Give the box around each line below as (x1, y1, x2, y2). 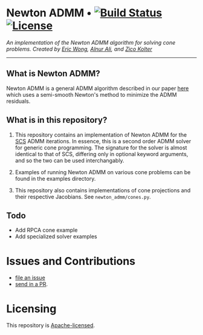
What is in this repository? (6, 115, 108, 125)
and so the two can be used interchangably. (14, 157, 125, 164)
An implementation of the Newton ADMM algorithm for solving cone (6, 39, 176, 46)
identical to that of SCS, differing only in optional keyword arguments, (14, 150, 188, 157)
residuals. (6, 97, 31, 105)
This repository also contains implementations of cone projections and (14, 186, 191, 194)
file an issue (14, 274, 45, 281)
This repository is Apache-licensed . (6, 322, 95, 329)
